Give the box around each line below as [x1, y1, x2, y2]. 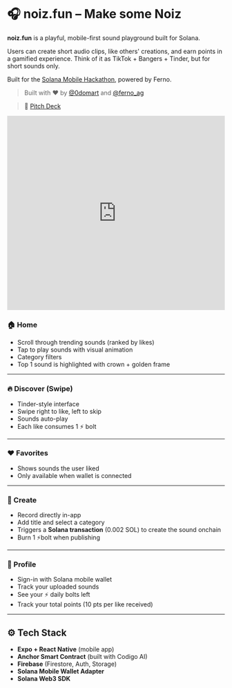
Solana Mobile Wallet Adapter [17, 667, 105, 676]
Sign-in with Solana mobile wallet [17, 575, 113, 584]
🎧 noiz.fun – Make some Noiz [7, 6, 182, 22]
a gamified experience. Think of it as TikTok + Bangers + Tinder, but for [7, 54, 211, 63]
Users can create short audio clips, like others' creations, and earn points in [7, 47, 222, 55]
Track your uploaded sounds [17, 582, 99, 591]
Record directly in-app [17, 511, 81, 519]
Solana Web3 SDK [17, 675, 71, 683]
